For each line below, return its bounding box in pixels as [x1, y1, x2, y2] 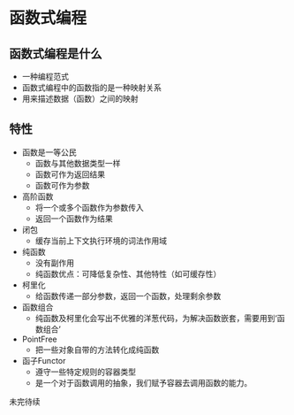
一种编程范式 [21, 72, 69, 81]
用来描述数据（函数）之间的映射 [21, 94, 139, 104]
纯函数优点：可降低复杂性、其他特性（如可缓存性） [34, 268, 222, 279]
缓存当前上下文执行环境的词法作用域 [34, 235, 168, 246]
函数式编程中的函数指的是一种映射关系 [21, 82, 162, 93]
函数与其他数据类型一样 [34, 158, 121, 168]
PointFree [21, 334, 57, 344]
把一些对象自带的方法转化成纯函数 [34, 344, 160, 355]
